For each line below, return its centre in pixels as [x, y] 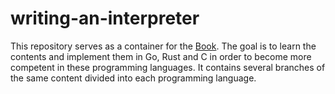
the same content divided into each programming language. [133, 78]
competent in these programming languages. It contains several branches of [168, 67]
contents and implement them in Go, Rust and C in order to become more [161, 56]
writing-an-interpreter [105, 18]
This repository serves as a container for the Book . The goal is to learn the [163, 46]
